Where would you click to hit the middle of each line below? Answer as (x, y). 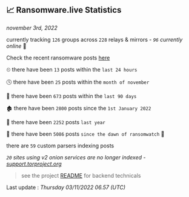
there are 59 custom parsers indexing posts (60, 145)
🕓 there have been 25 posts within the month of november (78, 82)
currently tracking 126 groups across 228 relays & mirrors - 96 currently (94, 39)
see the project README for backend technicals (81, 175)
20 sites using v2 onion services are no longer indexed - (76, 157)
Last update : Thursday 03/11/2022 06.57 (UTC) (66, 187)
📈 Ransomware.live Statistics (64, 10)
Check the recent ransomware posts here (58, 58)
